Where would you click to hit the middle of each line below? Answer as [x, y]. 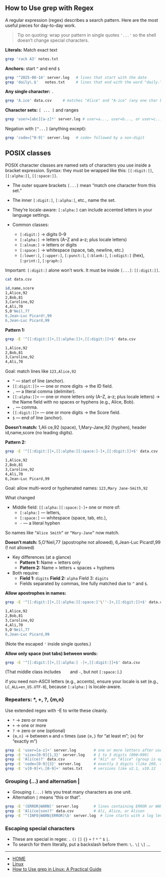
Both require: [25, 573]
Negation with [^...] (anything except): [46, 129]
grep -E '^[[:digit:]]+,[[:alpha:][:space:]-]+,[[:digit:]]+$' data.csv [82, 451]
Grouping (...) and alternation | [42, 781]
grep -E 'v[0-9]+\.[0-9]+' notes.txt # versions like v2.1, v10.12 [80, 769]
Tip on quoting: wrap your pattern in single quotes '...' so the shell [87, 35]
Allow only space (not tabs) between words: [51, 653]
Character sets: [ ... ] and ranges [42, 110]
